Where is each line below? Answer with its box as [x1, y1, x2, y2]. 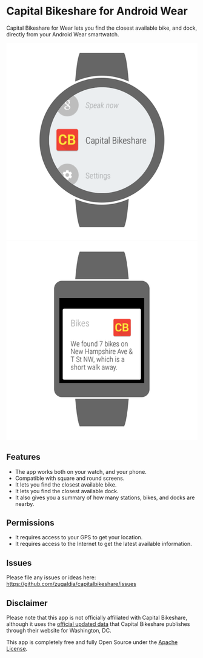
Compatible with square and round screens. [15, 474, 125, 482]
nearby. [15, 500, 35, 507]
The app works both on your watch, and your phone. [15, 468, 147, 475]
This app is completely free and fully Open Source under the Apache [6, 638, 178, 646]
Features [6, 452, 41, 462]
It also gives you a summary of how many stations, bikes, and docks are [15, 494, 195, 501]
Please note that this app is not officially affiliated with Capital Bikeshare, [6, 614, 188, 621]
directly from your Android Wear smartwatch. [6, 30, 119, 38]
